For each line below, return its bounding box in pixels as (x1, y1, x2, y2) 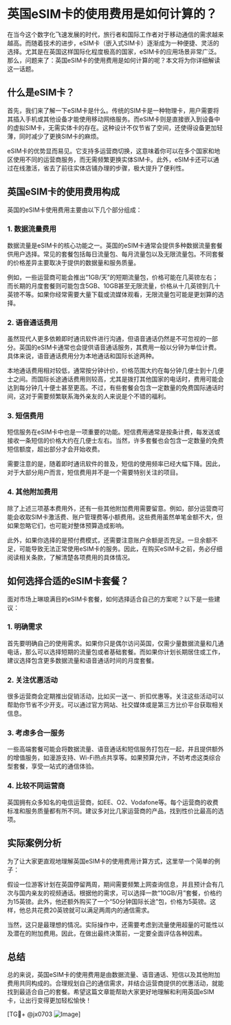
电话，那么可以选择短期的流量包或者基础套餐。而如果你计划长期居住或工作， (7, 648, 224, 656)
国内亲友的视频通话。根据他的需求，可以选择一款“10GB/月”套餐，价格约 (19, 888, 222, 897)
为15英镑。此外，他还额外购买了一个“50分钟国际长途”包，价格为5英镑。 (7, 897, 210, 905)
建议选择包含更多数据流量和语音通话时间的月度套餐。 (7, 656, 158, 664)
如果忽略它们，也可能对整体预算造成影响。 (7, 521, 128, 529)
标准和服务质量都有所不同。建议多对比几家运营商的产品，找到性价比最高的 (7, 806, 218, 815)
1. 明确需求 (7, 622, 43, 632)
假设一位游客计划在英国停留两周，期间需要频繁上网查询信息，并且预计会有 (7, 880, 218, 888)
